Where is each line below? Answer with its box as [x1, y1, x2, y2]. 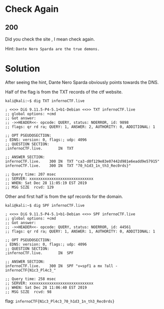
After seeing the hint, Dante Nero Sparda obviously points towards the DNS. [5, 79, 159, 85]
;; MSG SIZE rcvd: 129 [5, 185, 54, 190]
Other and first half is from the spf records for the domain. [5, 193, 123, 199]
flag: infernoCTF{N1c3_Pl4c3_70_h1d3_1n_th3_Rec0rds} [5, 298, 115, 304]
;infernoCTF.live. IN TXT [5, 146, 74, 151]
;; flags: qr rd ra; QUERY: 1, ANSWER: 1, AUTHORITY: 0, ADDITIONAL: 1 [5, 229, 155, 234]
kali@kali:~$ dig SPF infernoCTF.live [5, 203, 85, 208]
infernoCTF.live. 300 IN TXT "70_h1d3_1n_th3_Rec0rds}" [5, 163, 131, 168]
